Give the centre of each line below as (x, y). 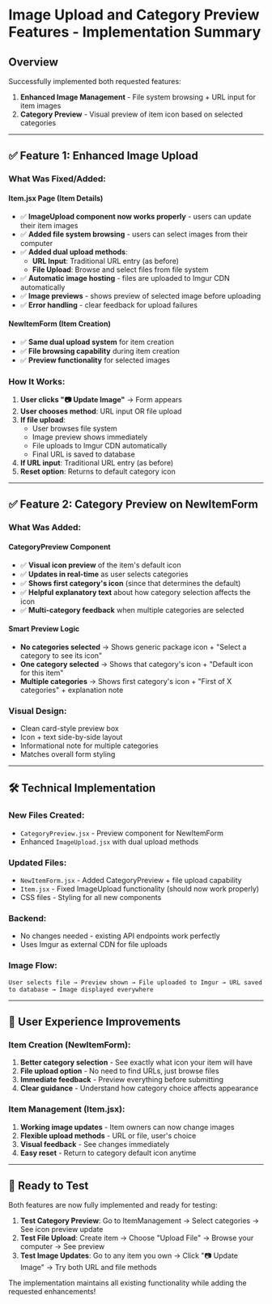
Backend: (28, 918)
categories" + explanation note (72, 690)
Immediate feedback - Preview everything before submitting (122, 1080)
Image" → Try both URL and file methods (88, 1268)
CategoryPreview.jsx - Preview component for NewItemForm (122, 833)
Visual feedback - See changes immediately (95, 1144)
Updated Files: (38, 862)
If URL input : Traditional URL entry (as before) (97, 463)
